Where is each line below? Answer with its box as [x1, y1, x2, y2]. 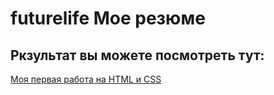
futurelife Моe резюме [10, 7, 206, 30]
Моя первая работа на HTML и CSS [10, 73, 162, 85]
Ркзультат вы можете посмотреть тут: [10, 47, 265, 64]
